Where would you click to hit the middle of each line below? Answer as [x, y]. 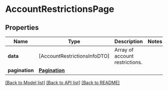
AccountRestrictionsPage [60, 9]
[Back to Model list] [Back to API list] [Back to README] [62, 83]
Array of [124, 50]
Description [129, 42]
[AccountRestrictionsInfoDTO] [74, 56]
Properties [22, 28]
